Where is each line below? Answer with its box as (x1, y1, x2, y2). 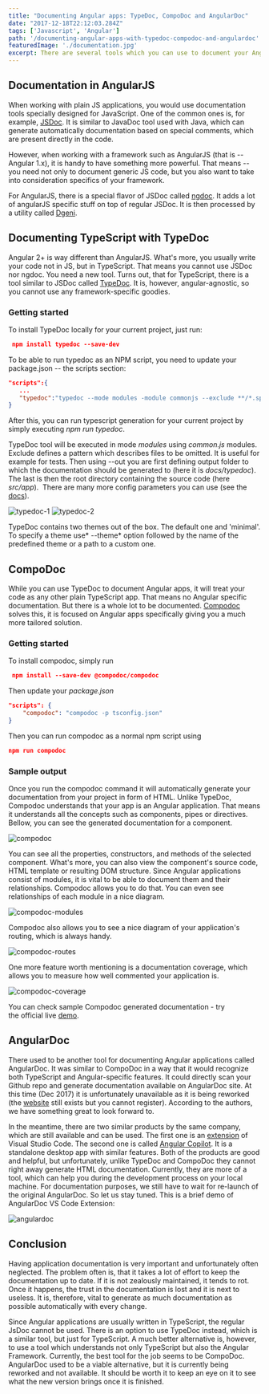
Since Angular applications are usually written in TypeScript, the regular (8, 1317, 245, 1327)
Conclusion (8, 1238, 67, 1251)
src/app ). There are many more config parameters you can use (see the (8, 482, 247, 492)
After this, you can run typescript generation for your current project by (8, 416, 244, 425)
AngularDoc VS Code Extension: (8, 1198, 115, 1208)
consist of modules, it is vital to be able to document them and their (8, 875, 231, 884)
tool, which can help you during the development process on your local (8, 1173, 243, 1182)
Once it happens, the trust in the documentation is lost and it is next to (8, 1284, 240, 1294)
